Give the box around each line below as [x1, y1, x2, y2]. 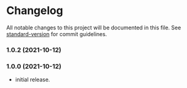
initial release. [15, 76, 51, 83]
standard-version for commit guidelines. [6, 30, 107, 37]
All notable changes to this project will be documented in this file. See [6, 24, 182, 31]
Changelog [6, 4, 63, 18]
